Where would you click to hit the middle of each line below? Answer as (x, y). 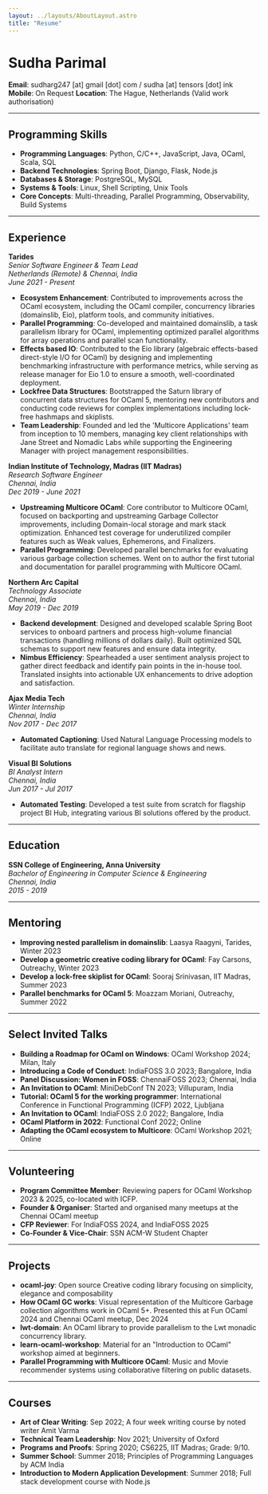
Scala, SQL (38, 162)
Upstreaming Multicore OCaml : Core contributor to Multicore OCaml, (134, 507)
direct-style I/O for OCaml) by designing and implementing (116, 358)
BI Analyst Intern (35, 772)
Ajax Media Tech (37, 699)
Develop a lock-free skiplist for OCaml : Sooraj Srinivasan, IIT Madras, (135, 976)
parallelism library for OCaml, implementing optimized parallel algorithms (139, 332)
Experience (37, 237)
